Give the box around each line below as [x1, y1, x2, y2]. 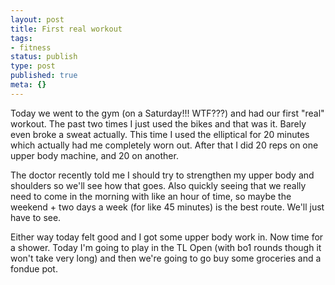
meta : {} [10, 80, 47, 90]
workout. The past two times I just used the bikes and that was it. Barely [10, 117, 307, 130]
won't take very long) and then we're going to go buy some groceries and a [10, 252, 322, 264]
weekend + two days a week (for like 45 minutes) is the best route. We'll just [10, 201, 325, 213]
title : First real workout [10, 24, 123, 34]
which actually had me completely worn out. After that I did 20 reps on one [10, 139, 319, 151]
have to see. [10, 211, 62, 223]
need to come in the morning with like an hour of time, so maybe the [10, 190, 292, 202]
